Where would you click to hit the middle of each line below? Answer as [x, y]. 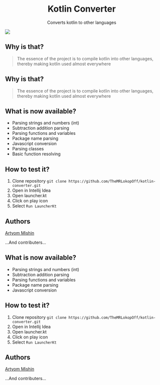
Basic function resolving [36, 154]
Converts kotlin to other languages [82, 22]
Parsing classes [28, 149]
